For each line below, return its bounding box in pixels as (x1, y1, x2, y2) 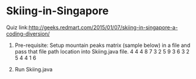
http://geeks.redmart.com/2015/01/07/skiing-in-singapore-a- (29, 24, 178, 31)
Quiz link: (6, 24, 29, 31)
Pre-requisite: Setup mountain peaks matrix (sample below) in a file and (14, 42, 191, 49)
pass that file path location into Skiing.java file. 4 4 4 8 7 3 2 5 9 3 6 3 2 (14, 48, 190, 55)
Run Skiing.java (14, 65, 53, 72)
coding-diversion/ (6, 30, 50, 37)
